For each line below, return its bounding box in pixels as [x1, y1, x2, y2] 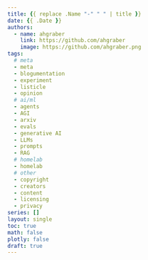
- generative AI [14, 130, 62, 137]
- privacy [14, 202, 43, 210]
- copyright [14, 176, 50, 183]
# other [14, 169, 37, 177]
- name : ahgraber [14, 30, 65, 38]
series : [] [7, 209, 40, 217]
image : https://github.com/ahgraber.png [20, 43, 142, 51]
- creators [14, 182, 46, 189]
